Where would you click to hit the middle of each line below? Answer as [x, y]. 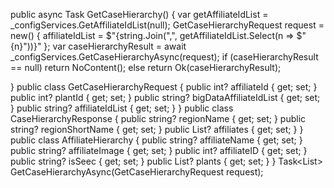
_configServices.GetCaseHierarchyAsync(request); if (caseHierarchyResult [164, 57]
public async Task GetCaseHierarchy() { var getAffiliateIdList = [139, 14]
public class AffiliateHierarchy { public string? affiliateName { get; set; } [156, 140]
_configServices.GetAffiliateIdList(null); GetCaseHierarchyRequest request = [167, 25]
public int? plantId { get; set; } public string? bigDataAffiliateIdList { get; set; [165, 97]
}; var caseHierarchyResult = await [115, 46]
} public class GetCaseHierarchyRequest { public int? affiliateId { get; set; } [164, 87]
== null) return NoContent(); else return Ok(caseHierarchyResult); [146, 67]
